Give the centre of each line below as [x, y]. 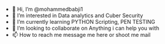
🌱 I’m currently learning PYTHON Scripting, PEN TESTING [83, 22]
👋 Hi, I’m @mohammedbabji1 [47, 9]
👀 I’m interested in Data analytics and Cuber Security [77, 15]
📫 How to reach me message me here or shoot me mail [81, 35]
